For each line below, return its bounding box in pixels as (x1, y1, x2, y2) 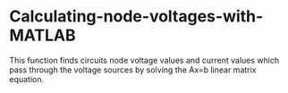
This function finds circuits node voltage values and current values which (9, 55, 280, 65)
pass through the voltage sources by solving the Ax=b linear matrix (9, 64, 257, 75)
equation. (9, 73, 45, 84)
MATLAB (9, 25, 76, 46)
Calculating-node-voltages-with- (9, 6, 264, 27)
